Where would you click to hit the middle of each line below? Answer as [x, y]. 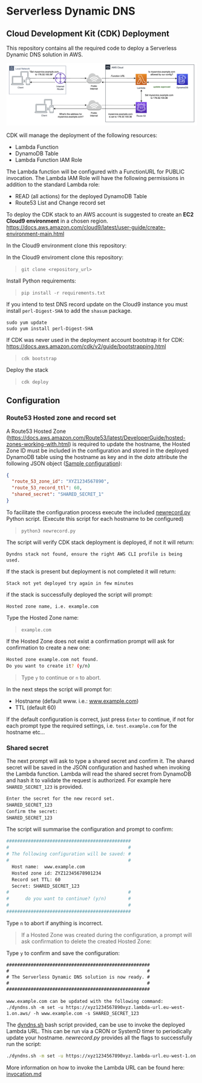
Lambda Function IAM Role [49, 159]
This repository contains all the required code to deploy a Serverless [92, 48]
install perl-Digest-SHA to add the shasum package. [69, 310]
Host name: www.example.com [48, 867]
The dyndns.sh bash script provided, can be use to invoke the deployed [96, 1024]
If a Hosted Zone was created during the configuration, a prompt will [106, 934]
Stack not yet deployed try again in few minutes [70, 583]
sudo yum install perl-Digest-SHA [50, 329]
